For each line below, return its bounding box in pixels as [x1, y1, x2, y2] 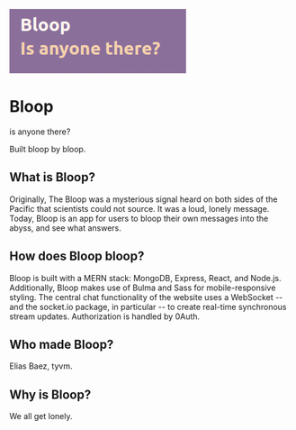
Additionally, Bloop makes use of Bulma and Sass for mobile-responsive [9, 282, 276, 293]
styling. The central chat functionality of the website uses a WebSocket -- [9, 291, 283, 302]
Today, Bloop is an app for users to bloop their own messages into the [9, 213, 269, 224]
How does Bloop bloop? [9, 249, 145, 264]
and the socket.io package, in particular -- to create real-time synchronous [9, 301, 287, 312]
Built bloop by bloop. [9, 143, 86, 154]
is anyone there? [9, 126, 71, 137]
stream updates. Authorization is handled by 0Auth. [9, 311, 201, 322]
